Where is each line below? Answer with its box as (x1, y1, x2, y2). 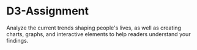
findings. (6, 37, 29, 44)
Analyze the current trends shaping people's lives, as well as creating (6, 24, 182, 31)
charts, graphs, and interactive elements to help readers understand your (6, 30, 191, 37)
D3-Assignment (6, 4, 89, 18)
